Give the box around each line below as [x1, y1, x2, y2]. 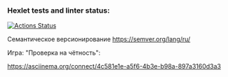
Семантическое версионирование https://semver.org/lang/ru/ [7, 35, 191, 43]
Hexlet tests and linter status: [7, 6, 110, 15]
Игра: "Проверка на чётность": [7, 48, 101, 57]
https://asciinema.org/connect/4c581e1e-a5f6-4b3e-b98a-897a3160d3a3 [7, 62, 221, 71]
